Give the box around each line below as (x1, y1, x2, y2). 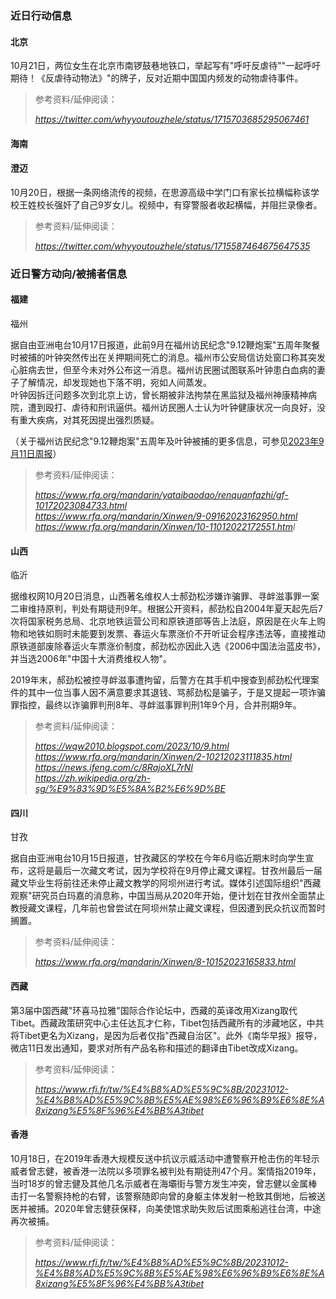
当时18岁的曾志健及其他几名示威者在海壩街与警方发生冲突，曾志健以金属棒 (10, 1177, 318, 1189)
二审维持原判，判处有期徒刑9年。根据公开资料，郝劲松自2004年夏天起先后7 (10, 603, 323, 615)
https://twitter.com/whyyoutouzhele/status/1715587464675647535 (34, 240, 311, 252)
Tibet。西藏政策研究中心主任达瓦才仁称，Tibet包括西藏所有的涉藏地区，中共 (10, 1017, 325, 1029)
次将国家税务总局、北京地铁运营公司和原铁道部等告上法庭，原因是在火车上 (10, 615, 317, 627)
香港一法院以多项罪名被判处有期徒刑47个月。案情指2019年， (71, 1165, 322, 1177)
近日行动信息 (10, 8, 73, 22)
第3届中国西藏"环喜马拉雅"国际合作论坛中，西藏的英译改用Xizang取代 (10, 1004, 298, 1016)
